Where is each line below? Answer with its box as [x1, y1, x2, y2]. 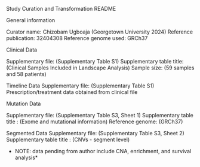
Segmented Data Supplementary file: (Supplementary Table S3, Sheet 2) [6, 130, 185, 136]
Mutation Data [6, 100, 41, 107]
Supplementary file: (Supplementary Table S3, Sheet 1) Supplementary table [6, 112, 194, 119]
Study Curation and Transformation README [6, 5, 116, 12]
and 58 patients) [6, 71, 47, 77]
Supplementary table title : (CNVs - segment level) [6, 136, 130, 143]
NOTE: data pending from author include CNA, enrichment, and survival [14, 148, 192, 154]
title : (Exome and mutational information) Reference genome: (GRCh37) [6, 118, 183, 125]
